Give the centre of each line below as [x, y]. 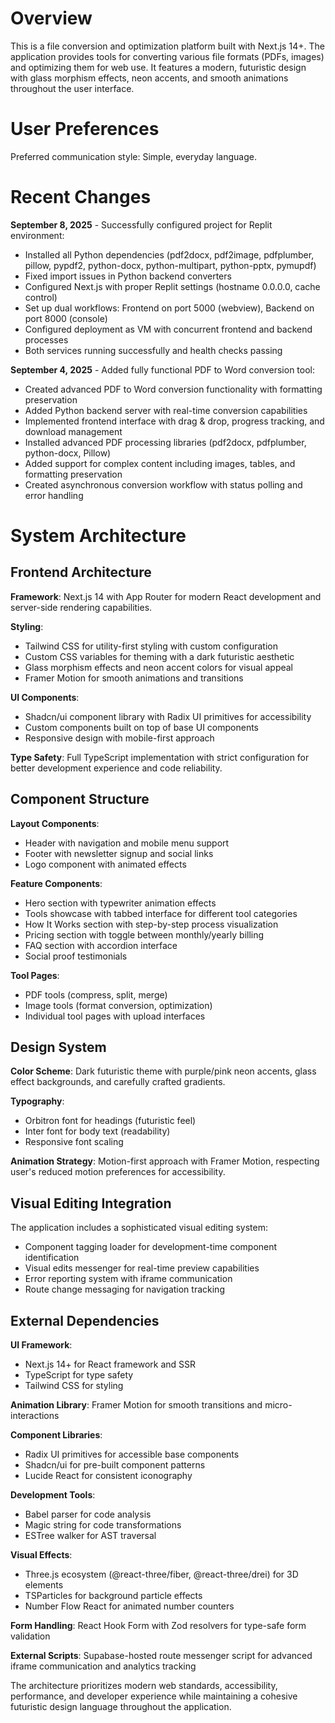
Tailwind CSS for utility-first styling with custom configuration [151, 646]
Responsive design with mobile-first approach [119, 738]
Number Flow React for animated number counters [129, 1606]
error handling [54, 495]
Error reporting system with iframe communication [128, 1279]
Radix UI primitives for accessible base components [132, 1454]
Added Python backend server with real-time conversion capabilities [166, 410]
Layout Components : [55, 823]
